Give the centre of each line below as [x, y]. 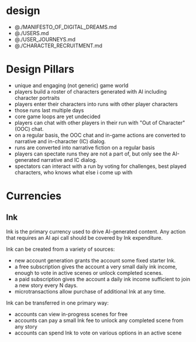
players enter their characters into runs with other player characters [96, 104]
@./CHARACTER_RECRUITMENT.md [58, 46]
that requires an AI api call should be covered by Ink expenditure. [84, 237]
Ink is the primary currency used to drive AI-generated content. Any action [96, 232]
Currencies [34, 196]
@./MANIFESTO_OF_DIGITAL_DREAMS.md [66, 27]
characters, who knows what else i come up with [73, 172]
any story [26, 326]
